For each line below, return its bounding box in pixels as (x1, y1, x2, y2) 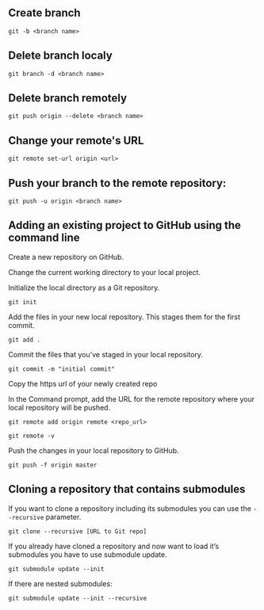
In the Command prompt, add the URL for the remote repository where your (8, 394, 255, 403)
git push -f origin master (8, 461, 98, 469)
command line (8, 231, 81, 245)
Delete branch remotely (8, 91, 128, 105)
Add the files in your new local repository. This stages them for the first (8, 312, 240, 322)
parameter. (45, 512, 82, 521)
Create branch (8, 6, 81, 20)
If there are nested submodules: (8, 578, 113, 589)
